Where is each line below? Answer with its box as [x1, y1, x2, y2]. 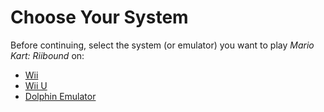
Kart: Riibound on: [10, 49, 85, 61]
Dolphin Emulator [24, 90, 97, 102]
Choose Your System [10, 6, 189, 29]
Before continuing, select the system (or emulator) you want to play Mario [10, 39, 315, 51]
